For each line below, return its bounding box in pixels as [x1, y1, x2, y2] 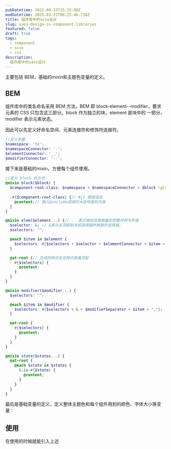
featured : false [5, 26, 40, 32]
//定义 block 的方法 [5, 176, 45, 181]
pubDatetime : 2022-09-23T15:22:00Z [5, 7, 81, 13]
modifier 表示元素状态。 [5, 116, 55, 122]
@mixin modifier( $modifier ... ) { [5, 288, 76, 293]
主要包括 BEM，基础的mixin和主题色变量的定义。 [5, 74, 108, 80]
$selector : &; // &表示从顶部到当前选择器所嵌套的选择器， [10, 223, 123, 228]
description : [5, 54, 33, 60]
